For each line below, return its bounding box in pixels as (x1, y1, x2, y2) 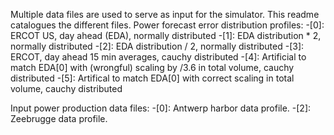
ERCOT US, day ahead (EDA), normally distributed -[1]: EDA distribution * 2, (10, 30, 322, 41)
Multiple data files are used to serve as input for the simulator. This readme (10, 9, 320, 20)
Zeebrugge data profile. (10, 113, 108, 124)
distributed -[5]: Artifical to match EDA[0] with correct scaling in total (10, 72, 295, 84)
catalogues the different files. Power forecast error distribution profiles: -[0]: (10, 19, 325, 31)
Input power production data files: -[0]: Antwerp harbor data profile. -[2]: (10, 102, 312, 114)
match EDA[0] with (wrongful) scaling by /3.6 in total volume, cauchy (10, 62, 295, 73)
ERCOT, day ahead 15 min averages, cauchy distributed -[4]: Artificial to (10, 51, 307, 63)
